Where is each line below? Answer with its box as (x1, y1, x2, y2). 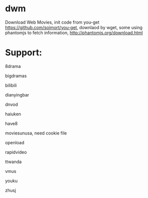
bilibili (5, 82, 17, 88)
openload (5, 139, 25, 145)
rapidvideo (5, 149, 27, 155)
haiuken (5, 111, 21, 117)
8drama (5, 63, 21, 69)
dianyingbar (5, 92, 30, 98)
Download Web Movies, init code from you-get (5, 19, 100, 25)
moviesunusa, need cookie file (5, 130, 67, 136)
